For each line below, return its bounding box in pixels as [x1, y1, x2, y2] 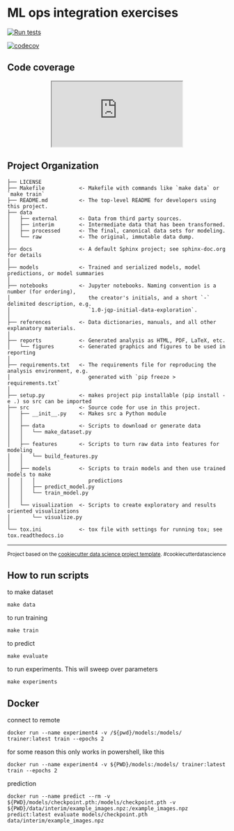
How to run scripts [7, 569, 89, 581]
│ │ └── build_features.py [7, 453, 98, 460]
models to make [7, 471, 52, 478]
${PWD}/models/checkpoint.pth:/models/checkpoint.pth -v [7, 799, 176, 806]
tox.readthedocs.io [7, 531, 64, 539]
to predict [7, 639, 36, 648]
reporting [7, 349, 36, 356]
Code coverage [7, 61, 75, 74]
